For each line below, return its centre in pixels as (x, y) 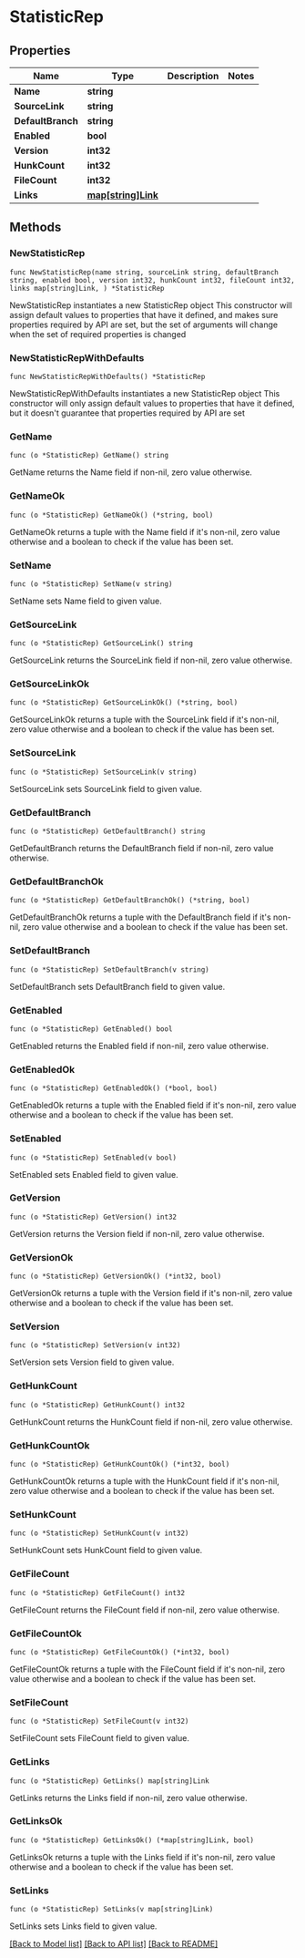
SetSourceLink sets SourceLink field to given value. (106, 788)
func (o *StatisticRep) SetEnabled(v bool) (93, 1158)
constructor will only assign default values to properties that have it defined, (152, 403)
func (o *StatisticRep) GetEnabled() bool (91, 1029)
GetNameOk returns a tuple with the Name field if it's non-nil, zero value (145, 531)
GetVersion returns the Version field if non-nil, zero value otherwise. (137, 1233)
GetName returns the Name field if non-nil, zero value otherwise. (131, 472)
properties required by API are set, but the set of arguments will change (144, 325)
